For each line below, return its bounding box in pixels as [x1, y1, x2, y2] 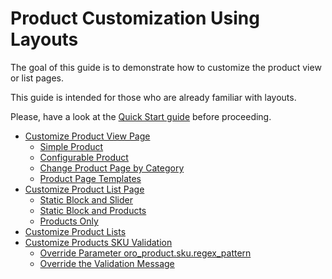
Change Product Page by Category [39, 162, 185, 174]
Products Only [39, 215, 99, 227]
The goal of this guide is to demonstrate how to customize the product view [10, 61, 322, 73]
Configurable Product [39, 151, 129, 163]
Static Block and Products [39, 204, 147, 216]
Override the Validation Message [39, 257, 175, 269]
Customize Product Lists [24, 225, 127, 237]
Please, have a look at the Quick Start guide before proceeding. [10, 110, 272, 122]
